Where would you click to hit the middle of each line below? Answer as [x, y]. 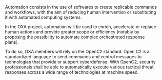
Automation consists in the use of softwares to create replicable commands [81, 7]
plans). [12, 42]
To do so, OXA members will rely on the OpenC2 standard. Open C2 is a [77, 51]
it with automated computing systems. [43, 17]
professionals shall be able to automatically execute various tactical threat [79, 67]
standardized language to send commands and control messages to [73, 57]
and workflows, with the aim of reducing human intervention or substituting [81, 12]
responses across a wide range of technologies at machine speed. [72, 72]
